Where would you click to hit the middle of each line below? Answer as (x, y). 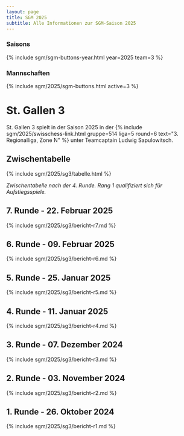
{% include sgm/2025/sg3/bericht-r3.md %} (62, 359)
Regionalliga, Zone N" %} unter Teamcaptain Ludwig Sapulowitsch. (90, 140)
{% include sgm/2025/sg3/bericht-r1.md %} (61, 426)
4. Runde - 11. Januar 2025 (57, 311)
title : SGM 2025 (27, 18)
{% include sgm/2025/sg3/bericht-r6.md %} (62, 259)
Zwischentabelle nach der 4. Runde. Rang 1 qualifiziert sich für (84, 185)
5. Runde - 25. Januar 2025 (59, 277)
